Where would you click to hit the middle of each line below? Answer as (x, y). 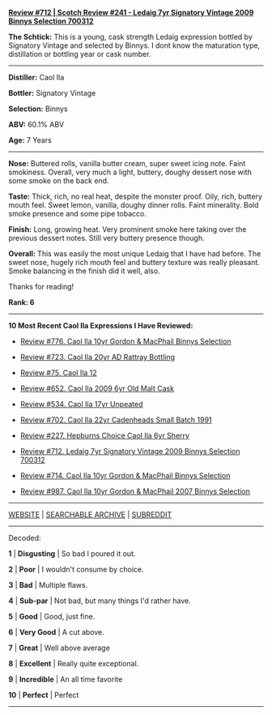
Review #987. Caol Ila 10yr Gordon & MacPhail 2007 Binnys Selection (135, 491)
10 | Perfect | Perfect (44, 695)
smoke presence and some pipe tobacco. (78, 214)
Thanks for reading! (41, 287)
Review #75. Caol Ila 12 (58, 372)
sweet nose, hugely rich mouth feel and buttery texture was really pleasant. (134, 262)
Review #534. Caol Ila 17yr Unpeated (81, 404)
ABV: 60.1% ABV (36, 124)
